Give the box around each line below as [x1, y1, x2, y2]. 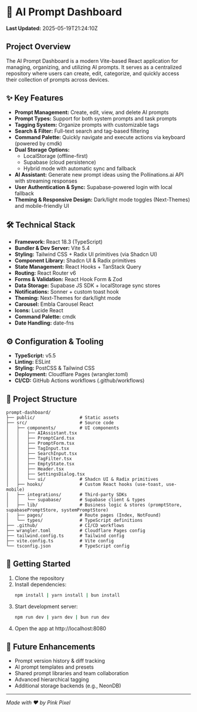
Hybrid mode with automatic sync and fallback [23, 164, 136, 172]
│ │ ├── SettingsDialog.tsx [6, 471, 85, 477]
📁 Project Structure [6, 394, 77, 404]
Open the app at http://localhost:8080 [14, 625, 107, 632]
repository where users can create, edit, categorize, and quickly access [6, 70, 179, 77]
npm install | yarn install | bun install [14, 592, 120, 598]
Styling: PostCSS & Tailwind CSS [14, 365, 95, 372]
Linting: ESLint [14, 358, 51, 366]
